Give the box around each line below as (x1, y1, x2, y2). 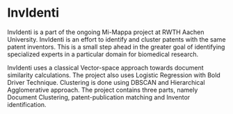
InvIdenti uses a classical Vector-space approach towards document (7, 63, 204, 72)
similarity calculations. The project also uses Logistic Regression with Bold (7, 71, 220, 79)
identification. (7, 100, 47, 108)
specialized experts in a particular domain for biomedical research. (7, 50, 199, 58)
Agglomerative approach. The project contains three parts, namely (7, 85, 198, 94)
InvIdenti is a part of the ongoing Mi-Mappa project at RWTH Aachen (7, 28, 204, 36)
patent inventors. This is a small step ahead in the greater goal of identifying (7, 42, 225, 51)
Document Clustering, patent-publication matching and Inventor (7, 92, 191, 101)
